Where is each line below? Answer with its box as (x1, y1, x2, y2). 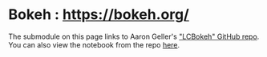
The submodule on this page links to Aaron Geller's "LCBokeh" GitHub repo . (8, 32, 260, 41)
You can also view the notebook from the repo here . (8, 40, 180, 49)
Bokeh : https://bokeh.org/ (8, 6, 190, 24)
